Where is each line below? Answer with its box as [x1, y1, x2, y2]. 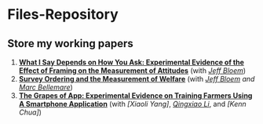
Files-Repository [7, 5, 119, 24]
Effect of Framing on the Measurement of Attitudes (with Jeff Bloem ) [18, 66, 247, 75]
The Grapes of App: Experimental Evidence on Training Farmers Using [18, 91, 253, 100]
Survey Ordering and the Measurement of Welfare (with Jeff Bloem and [18, 75, 255, 83]
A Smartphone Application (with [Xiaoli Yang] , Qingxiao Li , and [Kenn [18, 100, 247, 108]
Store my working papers [7, 37, 134, 50]
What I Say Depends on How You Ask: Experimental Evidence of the [18, 57, 244, 67]
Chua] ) [18, 108, 42, 117]
